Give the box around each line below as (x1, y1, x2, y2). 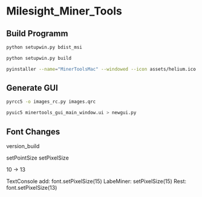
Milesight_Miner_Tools (6, 4, 122, 18)
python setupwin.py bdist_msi (6, 44, 83, 50)
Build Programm (6, 28, 68, 39)
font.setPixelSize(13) (6, 184, 57, 191)
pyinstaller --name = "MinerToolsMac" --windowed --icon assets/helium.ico (6, 66, 197, 72)
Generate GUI (6, 83, 59, 93)
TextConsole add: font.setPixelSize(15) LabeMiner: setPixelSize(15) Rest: (6, 178, 186, 185)
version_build (6, 143, 40, 149)
